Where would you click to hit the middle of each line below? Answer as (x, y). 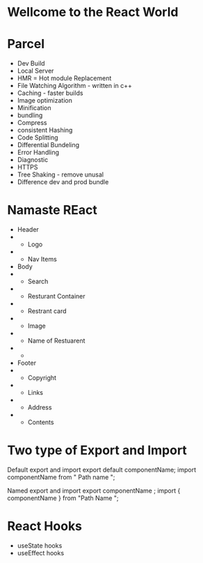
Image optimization (45, 100)
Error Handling (38, 152)
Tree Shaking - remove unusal (60, 174)
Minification (34, 108)
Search (38, 281)
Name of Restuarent (56, 341)
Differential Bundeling (48, 145)
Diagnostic (33, 160)
